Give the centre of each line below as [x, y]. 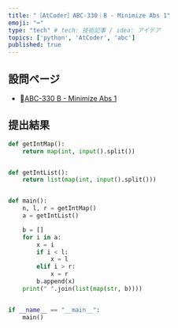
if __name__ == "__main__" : [54, 310]
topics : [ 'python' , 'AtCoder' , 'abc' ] [72, 38]
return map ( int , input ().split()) [79, 151]
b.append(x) [56, 281]
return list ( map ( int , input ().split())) [89, 180]
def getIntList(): [38, 172]
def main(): [28, 201]
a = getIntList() [51, 216]
